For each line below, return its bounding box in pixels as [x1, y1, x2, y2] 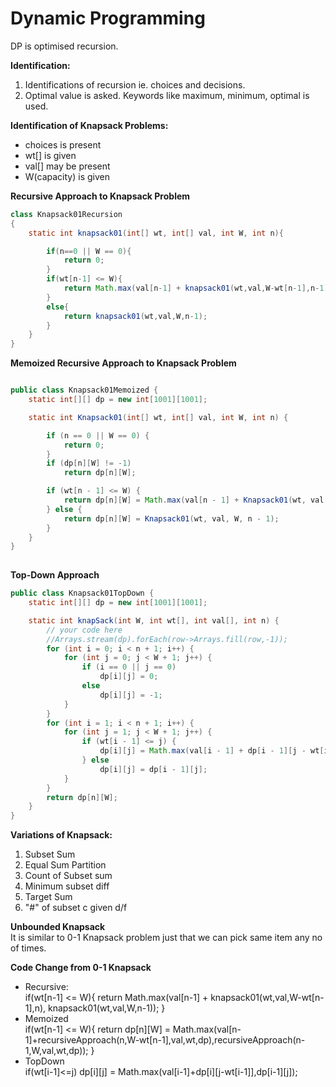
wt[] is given [24, 149, 77, 161]
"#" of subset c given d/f [24, 902, 128, 914]
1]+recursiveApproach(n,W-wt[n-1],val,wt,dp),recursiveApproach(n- [24, 1034, 306, 1046]
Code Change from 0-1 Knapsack [10, 962, 152, 974]
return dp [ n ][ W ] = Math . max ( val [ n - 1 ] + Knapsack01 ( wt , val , [63, 495, 329, 506]
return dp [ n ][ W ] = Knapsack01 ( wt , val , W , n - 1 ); [63, 513, 280, 524]
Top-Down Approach [10, 569, 100, 581]
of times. [10, 942, 47, 954]
